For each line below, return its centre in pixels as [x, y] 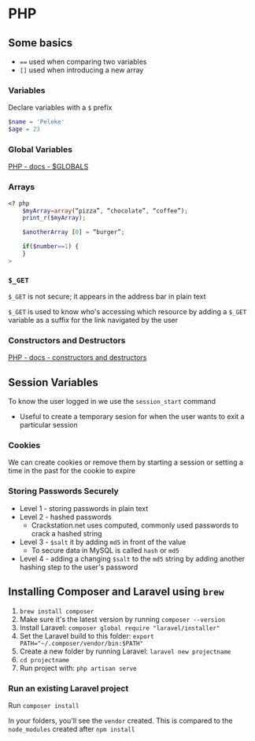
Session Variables [53, 382]
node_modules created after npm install [72, 728]
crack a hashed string [67, 533]
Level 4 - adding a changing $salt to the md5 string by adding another [132, 558]
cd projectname [44, 660]
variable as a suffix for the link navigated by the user [93, 320]
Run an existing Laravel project [68, 688]
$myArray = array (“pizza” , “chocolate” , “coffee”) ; [105, 211]
